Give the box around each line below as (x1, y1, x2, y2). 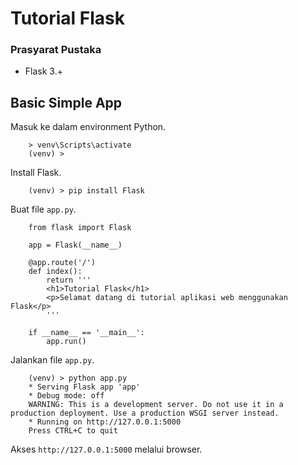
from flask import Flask (28, 223, 132, 233)
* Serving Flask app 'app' (28, 382, 141, 392)
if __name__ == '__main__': (28, 328, 145, 338)
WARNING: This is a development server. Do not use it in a (28, 400, 284, 410)
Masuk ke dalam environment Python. (10, 121, 167, 133)
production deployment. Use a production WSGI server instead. (10, 408, 280, 419)
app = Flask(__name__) (28, 240, 123, 251)
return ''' (46, 275, 92, 286)
